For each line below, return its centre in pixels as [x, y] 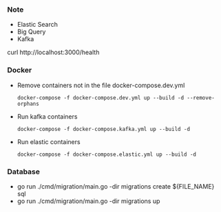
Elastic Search [38, 25]
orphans [28, 104]
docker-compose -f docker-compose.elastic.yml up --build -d [107, 154]
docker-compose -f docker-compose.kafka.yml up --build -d [104, 129]
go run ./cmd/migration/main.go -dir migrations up [88, 201]
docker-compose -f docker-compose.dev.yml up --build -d [101, 97]
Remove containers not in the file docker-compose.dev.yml [101, 85]
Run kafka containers [47, 116]
